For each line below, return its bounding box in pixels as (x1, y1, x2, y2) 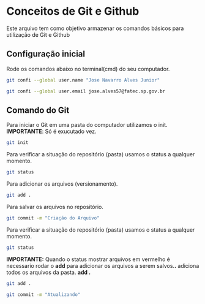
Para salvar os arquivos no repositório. (6, 203, 104, 210)
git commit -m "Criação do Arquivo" (6, 215, 100, 221)
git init (6, 140, 29, 146)
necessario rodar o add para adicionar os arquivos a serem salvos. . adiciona (6, 262, 199, 269)
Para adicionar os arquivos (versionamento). (6, 180, 118, 188)
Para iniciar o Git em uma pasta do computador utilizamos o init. (6, 121, 168, 129)
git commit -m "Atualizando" (6, 291, 81, 298)
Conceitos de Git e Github (6, 4, 140, 18)
